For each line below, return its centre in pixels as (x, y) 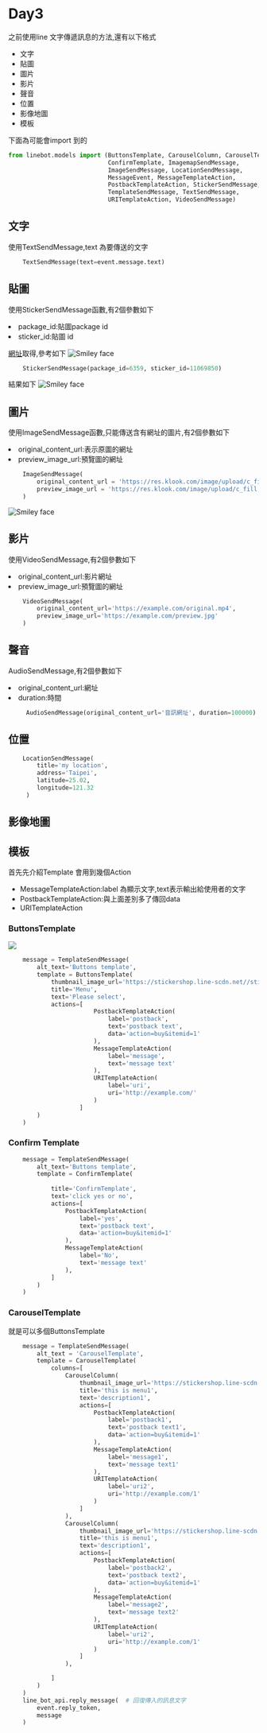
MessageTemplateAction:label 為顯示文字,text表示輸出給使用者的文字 (133, 889)
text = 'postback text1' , (147, 1428)
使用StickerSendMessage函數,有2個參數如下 (81, 309)
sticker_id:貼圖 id (46, 336)
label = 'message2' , (138, 1605)
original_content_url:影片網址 (66, 576)
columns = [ (67, 1368)
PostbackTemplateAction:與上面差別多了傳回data (100, 899)
